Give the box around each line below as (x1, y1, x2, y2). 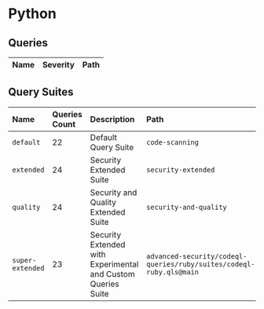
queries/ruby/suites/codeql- (146, 259, 255, 268)
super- (12, 256, 37, 264)
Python (8, 5, 57, 23)
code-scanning (146, 138, 199, 146)
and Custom (90, 268, 135, 279)
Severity (42, 60, 75, 70)
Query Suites (8, 86, 74, 99)
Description (90, 113, 135, 124)
